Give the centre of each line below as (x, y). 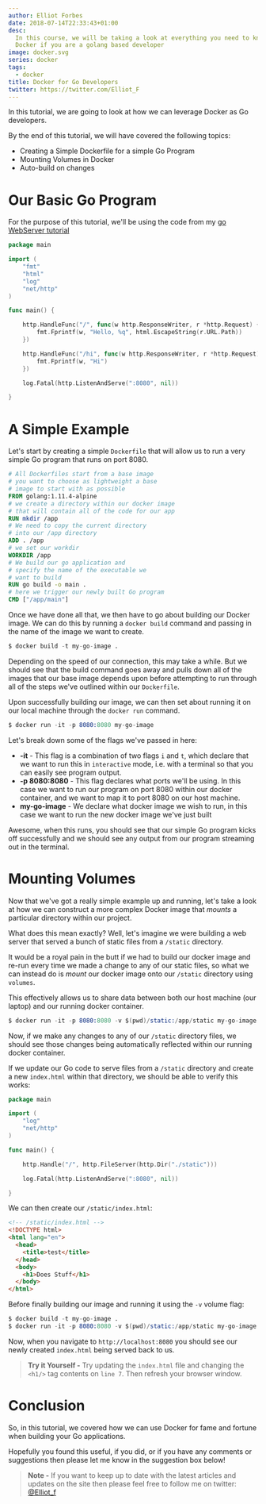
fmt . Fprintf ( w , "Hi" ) (72, 361)
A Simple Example (69, 429)
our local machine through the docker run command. (94, 710)
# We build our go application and (67, 563)
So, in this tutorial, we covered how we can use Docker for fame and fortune (133, 1427)
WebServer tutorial (39, 230)
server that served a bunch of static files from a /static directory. (116, 941)
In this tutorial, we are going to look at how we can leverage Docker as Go (129, 112)
